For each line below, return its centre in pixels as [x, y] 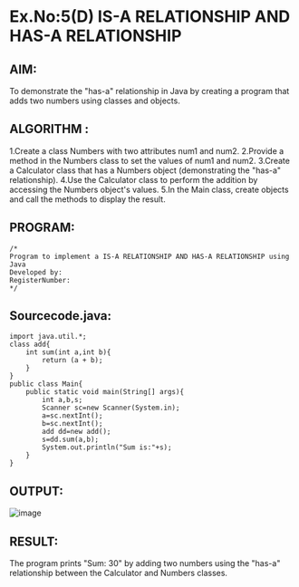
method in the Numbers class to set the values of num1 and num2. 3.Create [149, 160]
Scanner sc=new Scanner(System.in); [111, 408]
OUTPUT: [36, 491]
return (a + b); [72, 361]
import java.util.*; [48, 337]
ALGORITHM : [49, 129]
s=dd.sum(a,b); [71, 440]
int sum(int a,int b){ [68, 352]
